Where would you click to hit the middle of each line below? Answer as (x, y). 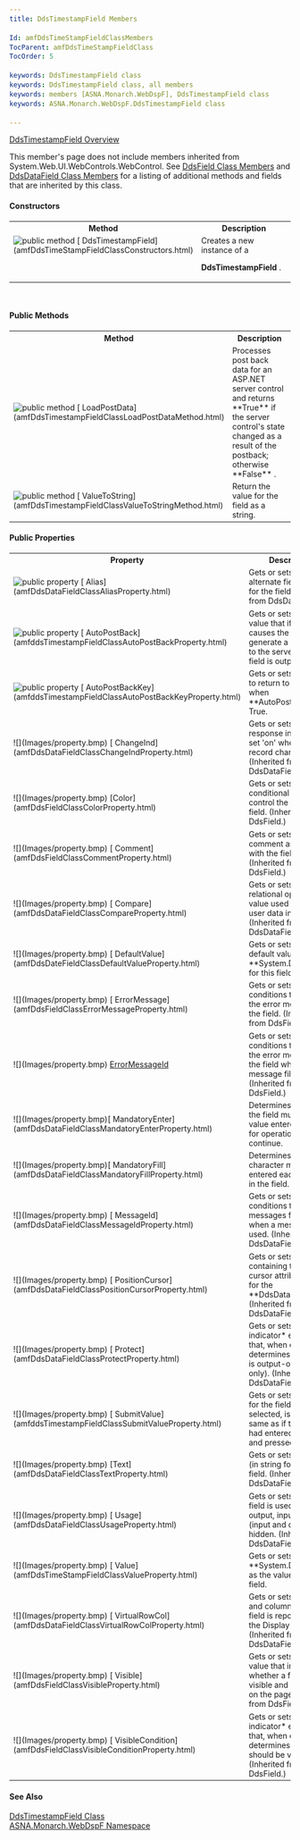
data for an (252, 369)
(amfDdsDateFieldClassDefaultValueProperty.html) (107, 963)
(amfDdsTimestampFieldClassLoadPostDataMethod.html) (119, 416)
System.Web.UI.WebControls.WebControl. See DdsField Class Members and (150, 166)
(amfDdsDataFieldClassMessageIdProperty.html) (103, 1225)
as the (260, 1575)
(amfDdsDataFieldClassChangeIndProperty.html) (103, 752)
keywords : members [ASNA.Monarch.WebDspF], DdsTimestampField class (139, 94)
